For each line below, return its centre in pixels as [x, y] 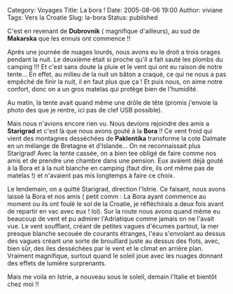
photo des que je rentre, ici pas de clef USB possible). [85, 110]
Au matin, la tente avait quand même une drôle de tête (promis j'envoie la [113, 103]
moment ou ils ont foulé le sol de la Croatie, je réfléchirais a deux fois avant [115, 204]
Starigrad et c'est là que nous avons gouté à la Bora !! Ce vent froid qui [110, 131]
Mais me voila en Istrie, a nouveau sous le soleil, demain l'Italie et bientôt [112, 277]
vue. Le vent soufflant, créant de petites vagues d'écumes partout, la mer [113, 226]
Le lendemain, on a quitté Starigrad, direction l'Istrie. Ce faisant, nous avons [116, 189]
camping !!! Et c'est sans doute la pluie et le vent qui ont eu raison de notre [115, 67]
